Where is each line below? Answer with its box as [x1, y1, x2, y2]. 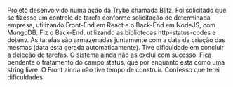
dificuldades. [7, 73, 45, 81]
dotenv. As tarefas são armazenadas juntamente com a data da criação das [7, 36, 226, 44]
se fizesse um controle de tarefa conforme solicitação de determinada [7, 13, 211, 22]
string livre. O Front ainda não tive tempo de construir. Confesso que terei [7, 66, 220, 74]
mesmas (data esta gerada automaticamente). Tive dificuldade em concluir [7, 43, 225, 51]
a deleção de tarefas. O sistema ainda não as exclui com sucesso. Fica [7, 51, 212, 59]
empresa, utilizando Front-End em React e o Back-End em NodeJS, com [7, 21, 216, 29]
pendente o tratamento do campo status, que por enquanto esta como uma [7, 58, 225, 66]
